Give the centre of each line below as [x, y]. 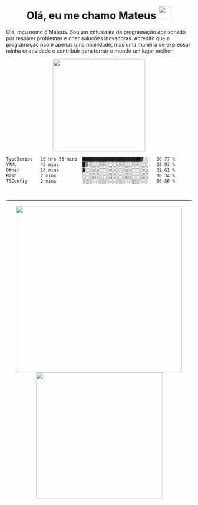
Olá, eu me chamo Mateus [91, 16]
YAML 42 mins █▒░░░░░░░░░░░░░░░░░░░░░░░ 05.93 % [91, 164]
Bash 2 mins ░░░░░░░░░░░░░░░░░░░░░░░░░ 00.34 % [91, 175]
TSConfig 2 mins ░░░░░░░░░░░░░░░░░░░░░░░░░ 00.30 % [91, 181]
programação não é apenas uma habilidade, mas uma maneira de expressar [98, 44]
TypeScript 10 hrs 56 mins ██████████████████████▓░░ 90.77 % [91, 159]
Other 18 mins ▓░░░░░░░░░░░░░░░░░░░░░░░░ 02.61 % [91, 170]
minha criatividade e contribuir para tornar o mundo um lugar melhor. [90, 51]
